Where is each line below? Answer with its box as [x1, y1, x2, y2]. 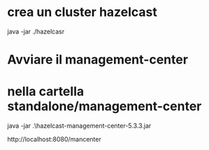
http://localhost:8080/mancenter [7, 135, 101, 144]
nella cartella [7, 84, 85, 100]
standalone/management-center [7, 98, 202, 114]
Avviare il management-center [7, 52, 189, 68]
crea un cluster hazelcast [7, 4, 157, 20]
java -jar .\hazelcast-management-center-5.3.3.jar [7, 121, 152, 130]
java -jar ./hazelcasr [7, 27, 65, 36]
